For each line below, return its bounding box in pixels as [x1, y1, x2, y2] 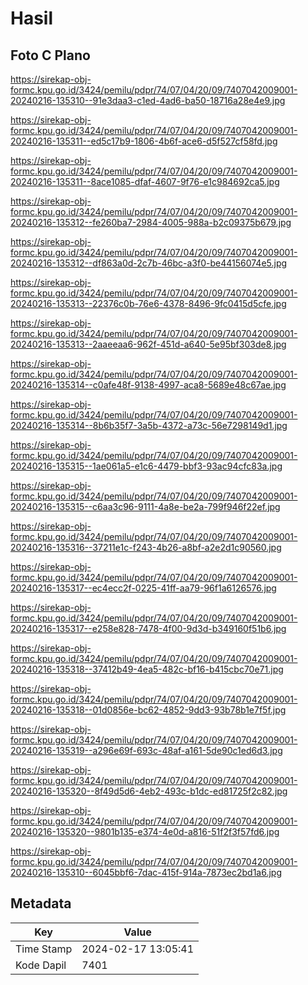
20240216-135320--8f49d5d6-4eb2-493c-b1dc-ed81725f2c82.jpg [10, 785, 288, 797]
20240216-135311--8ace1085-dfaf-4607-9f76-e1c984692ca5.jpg [10, 176, 280, 187]
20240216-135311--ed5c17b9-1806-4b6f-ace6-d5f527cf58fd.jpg [10, 135, 278, 147]
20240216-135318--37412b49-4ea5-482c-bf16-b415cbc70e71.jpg [10, 663, 284, 675]
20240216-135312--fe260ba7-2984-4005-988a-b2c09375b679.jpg [10, 217, 292, 228]
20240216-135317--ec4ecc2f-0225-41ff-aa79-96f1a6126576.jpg [10, 582, 277, 594]
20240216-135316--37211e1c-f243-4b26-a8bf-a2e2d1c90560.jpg [10, 542, 282, 553]
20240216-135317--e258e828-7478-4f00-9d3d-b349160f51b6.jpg [10, 623, 287, 634]
